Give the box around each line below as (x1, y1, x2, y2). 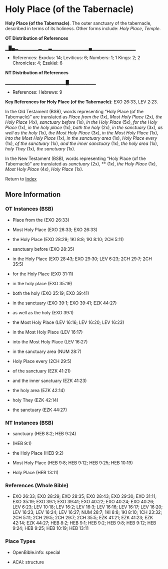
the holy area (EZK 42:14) (12, 387, 65, 393)
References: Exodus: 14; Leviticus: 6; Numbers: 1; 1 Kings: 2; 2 (12, 54, 140, 61)
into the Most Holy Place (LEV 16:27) (12, 338, 88, 344)
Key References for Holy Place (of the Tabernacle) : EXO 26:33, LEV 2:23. (5, 99, 158, 105)
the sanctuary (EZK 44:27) (12, 407, 67, 413)
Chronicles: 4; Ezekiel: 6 (12, 60, 62, 66)
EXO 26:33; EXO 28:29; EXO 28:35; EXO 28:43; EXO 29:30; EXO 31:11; (12, 493, 157, 499)
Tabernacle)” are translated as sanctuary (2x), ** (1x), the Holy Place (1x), (5, 160, 157, 166)
